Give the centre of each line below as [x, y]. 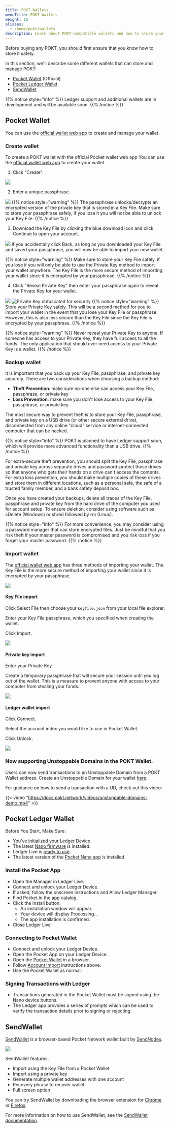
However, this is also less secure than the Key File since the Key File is [79, 318]
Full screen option [31, 1090]
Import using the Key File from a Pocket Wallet [61, 1068]
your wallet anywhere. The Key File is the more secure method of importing [84, 271]
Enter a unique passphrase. [41, 192]
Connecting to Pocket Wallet [41, 938]
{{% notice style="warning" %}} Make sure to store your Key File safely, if [82, 259]
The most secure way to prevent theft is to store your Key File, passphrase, [84, 414]
